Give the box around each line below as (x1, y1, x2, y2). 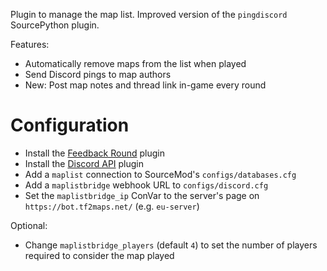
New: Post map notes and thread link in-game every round (24, 79, 267, 91)
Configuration (10, 114, 130, 137)
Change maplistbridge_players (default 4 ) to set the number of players (24, 239, 318, 251)
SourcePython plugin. (10, 19, 100, 31)
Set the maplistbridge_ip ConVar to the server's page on (24, 189, 260, 201)
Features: (10, 39, 50, 50)
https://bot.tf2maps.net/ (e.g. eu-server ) (24, 200, 200, 212)
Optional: (10, 219, 48, 231)
